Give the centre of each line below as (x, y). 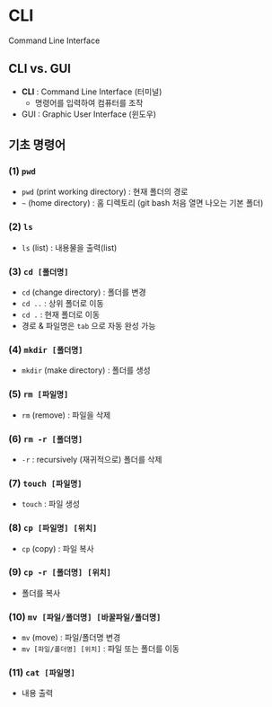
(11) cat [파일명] (42, 673)
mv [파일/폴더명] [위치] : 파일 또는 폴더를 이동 (101, 649)
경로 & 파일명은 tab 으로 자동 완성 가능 (88, 326)
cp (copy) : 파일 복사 (58, 548)
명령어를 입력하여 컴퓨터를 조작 (89, 102)
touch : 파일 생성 (50, 504)
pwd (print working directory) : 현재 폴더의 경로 (105, 192)
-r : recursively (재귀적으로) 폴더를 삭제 (92, 459)
